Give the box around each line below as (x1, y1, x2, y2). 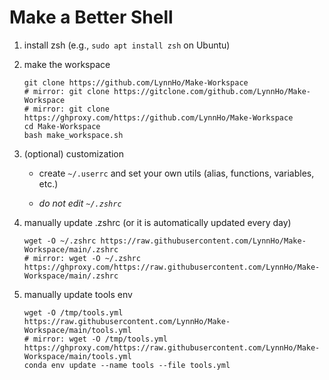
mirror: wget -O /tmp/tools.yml (33, 334, 168, 344)
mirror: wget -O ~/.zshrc (33, 253, 141, 263)
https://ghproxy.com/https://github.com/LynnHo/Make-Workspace (23, 112, 294, 123)
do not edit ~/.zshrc (38, 197, 122, 209)
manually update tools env (23, 288, 133, 300)
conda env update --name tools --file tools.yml (23, 360, 231, 370)
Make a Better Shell (9, 6, 174, 29)
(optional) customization (23, 147, 125, 160)
